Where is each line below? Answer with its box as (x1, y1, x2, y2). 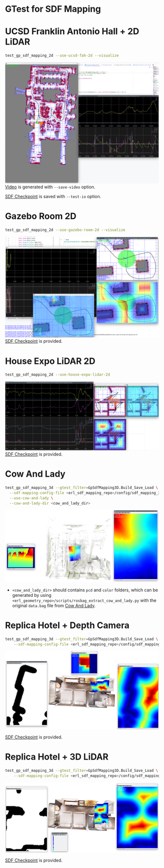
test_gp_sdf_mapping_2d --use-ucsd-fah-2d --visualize (5, 53, 119, 58)
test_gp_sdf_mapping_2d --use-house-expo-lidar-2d (5, 372, 110, 377)
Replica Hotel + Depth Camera (5, 619, 130, 631)
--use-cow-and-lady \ (9, 495, 54, 501)
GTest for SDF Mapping (5, 3, 101, 15)
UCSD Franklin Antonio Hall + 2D (5, 26, 140, 37)
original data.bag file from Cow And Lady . (12, 602, 96, 609)
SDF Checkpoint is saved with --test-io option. (5, 193, 102, 199)
